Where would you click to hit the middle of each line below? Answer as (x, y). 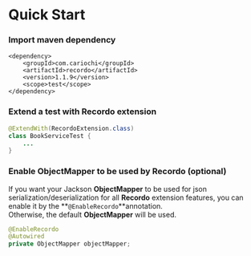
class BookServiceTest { (50, 136)
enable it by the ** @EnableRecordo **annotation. (85, 205)
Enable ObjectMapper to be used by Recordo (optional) (117, 172)
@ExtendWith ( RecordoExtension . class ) (71, 128)
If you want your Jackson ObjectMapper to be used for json (107, 189)
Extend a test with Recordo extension (83, 112)
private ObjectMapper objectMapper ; (69, 244)
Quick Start (47, 15)
